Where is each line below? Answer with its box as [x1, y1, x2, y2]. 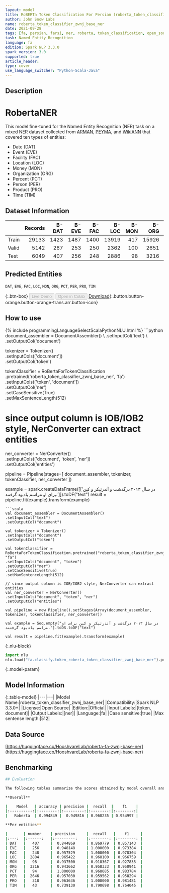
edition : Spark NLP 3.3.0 [5, 45, 59, 50]
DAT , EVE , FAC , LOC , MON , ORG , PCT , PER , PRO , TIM [5, 283, 96, 289]
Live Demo [32, 294, 52, 299]
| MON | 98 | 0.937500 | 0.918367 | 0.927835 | [5, 859, 143, 865]
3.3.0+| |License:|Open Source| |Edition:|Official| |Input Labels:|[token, [5, 705, 151, 711]
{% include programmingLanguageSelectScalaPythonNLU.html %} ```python [5, 327, 163, 333]
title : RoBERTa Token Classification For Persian [5, 12, 112, 17]
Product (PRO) [12, 187, 43, 193]
